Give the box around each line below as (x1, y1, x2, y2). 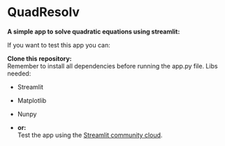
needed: (7, 69, 31, 78)
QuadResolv (7, 4, 80, 20)
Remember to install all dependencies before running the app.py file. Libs (7, 61, 218, 70)
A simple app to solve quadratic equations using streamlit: (7, 27, 180, 36)
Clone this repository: (7, 54, 72, 63)
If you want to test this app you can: (7, 41, 110, 49)
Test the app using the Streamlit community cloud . (17, 131, 163, 139)
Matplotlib (17, 96, 47, 105)
